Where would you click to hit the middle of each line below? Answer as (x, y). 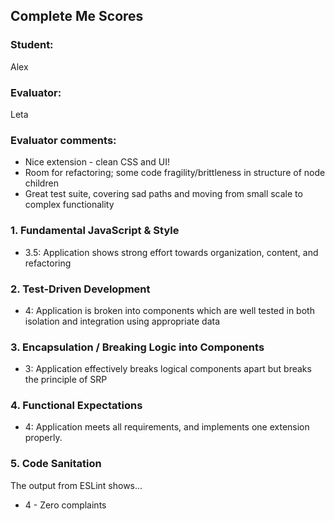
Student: (32, 45)
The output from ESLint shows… (76, 485)
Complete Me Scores (77, 16)
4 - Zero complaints (65, 505)
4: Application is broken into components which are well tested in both (169, 310)
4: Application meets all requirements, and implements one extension (167, 427)
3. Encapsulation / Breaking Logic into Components (137, 347)
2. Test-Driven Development (80, 289)
